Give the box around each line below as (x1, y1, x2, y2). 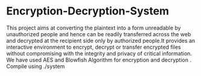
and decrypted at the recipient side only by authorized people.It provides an (6, 37, 196, 44)
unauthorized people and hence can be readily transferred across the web (6, 30, 191, 37)
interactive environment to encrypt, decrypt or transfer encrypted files (6, 43, 181, 51)
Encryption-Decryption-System (6, 4, 170, 18)
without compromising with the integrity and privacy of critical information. (6, 49, 192, 57)
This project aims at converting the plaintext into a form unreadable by (6, 24, 181, 31)
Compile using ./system (6, 62, 65, 70)
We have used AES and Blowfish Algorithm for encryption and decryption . (6, 56, 192, 63)
